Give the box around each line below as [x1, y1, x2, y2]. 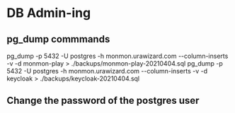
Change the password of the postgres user [6, 95, 200, 107]
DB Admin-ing [6, 5, 91, 21]
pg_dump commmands [6, 33, 110, 45]
